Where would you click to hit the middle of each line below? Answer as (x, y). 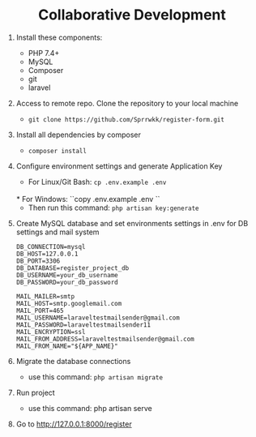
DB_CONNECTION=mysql (51, 246)
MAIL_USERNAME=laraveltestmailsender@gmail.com (98, 318)
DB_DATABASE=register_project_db (73, 268)
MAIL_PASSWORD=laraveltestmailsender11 (83, 325)
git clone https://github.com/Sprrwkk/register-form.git (126, 119)
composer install (58, 151)
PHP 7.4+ (44, 53)
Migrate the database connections (73, 361)
